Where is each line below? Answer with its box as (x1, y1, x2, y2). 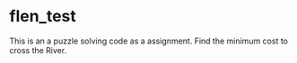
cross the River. (9, 44, 67, 55)
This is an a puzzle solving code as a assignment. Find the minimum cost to (9, 35, 289, 46)
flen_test (9, 6, 76, 27)
